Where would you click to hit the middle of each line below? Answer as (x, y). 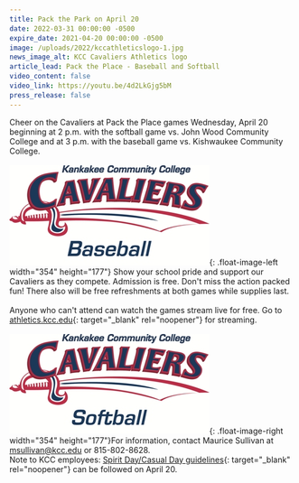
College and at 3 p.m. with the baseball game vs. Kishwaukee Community (146, 141)
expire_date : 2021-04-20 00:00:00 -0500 (87, 38)
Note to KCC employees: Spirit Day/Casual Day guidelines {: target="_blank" (150, 460)
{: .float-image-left (243, 262)
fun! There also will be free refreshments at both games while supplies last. (149, 291)
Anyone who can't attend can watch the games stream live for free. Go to (146, 310)
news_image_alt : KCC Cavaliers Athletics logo (98, 57)
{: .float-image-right (246, 431)
